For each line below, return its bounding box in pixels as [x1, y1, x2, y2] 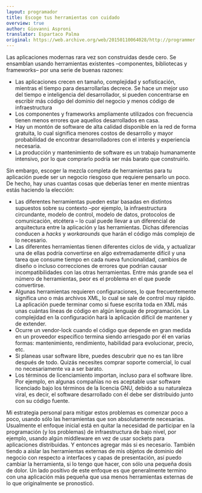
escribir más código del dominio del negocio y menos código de [14, 97, 175, 105]
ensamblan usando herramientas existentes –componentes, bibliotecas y [6, 60, 188, 67]
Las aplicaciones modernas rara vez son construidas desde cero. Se [6, 54, 177, 60]
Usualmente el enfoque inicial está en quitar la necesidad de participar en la [6, 422, 195, 429]
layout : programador [6, 8, 58, 15]
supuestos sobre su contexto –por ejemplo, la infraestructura [14, 204, 167, 212]
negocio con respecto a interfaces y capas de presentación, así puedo [6, 454, 182, 461]
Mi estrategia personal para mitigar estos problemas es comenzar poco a [6, 409, 188, 416]
